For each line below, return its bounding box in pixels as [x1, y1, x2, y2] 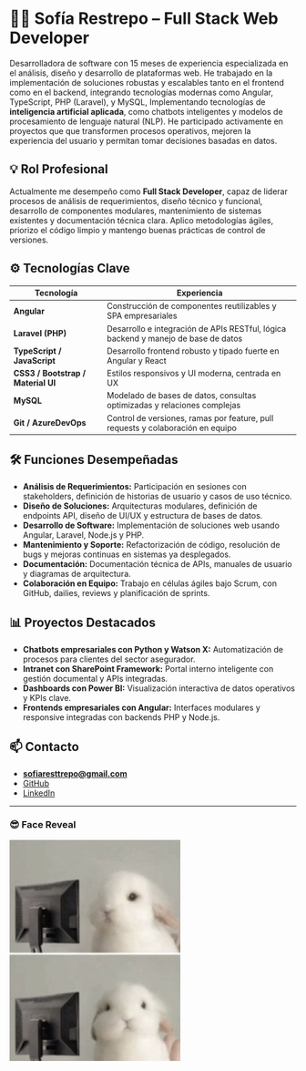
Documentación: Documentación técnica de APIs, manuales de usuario [22, 558, 293, 569]
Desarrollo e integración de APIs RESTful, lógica [107, 323, 287, 334]
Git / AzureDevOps [13, 417, 87, 428]
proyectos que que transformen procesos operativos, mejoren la [9, 125, 251, 136]
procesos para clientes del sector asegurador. [22, 654, 196, 664]
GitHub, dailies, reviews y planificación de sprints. [22, 587, 210, 598]
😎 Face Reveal [9, 819, 76, 831]
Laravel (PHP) [13, 328, 67, 339]
